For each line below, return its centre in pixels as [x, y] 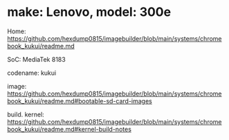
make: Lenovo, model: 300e [89, 12]
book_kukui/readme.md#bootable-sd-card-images [80, 100]
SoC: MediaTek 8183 [36, 59]
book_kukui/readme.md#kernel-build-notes [69, 129]
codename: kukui [32, 73]
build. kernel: [26, 114]
